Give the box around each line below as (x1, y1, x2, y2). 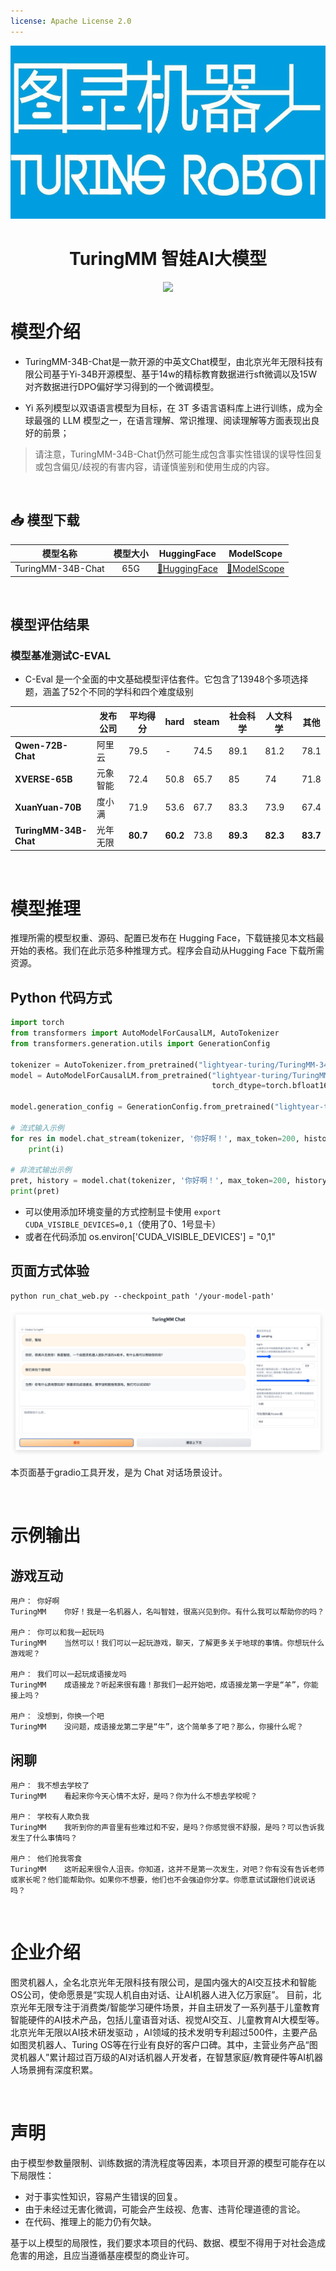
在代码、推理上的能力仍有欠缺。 (24, 2215, 157, 2227)
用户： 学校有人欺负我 (10, 1811, 90, 1822)
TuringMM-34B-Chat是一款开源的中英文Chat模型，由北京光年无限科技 (24, 355, 315, 367)
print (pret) (10, 1186, 60, 1197)
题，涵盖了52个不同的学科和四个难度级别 (24, 686, 194, 698)
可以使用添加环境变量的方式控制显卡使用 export (24, 1206, 222, 1218)
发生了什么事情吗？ (10, 1833, 78, 1843)
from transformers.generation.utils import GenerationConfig (10, 1038, 271, 1049)
